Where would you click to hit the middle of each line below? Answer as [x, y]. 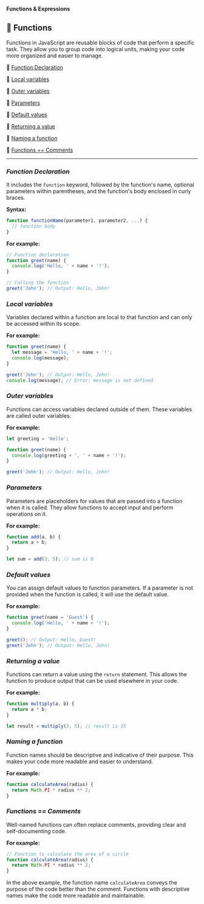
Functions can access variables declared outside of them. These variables [99, 409]
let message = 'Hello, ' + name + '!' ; [62, 353]
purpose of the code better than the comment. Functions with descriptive [98, 889]
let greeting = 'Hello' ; [38, 439]
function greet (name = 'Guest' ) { [50, 618]
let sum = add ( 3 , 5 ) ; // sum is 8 [50, 559]
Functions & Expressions [38, 9]
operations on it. [27, 514]
